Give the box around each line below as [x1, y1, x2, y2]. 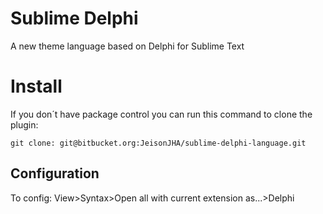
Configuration [10, 165, 100, 182]
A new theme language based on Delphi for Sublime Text [10, 40, 245, 52]
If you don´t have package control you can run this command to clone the [10, 108, 313, 120]
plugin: [10, 118, 39, 131]
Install [10, 75, 63, 98]
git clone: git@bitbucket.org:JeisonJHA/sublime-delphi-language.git [10, 138, 307, 148]
